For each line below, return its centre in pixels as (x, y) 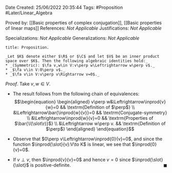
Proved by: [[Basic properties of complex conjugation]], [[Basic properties (84, 23)
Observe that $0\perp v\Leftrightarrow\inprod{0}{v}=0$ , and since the (88, 139)
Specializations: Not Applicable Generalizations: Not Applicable (72, 38)
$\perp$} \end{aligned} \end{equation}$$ (90, 129)
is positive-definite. (50, 165)
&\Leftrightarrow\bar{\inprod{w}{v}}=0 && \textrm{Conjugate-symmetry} (90, 113)
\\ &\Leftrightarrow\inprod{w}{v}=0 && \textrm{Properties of (90, 118)
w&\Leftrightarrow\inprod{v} (136, 102)
